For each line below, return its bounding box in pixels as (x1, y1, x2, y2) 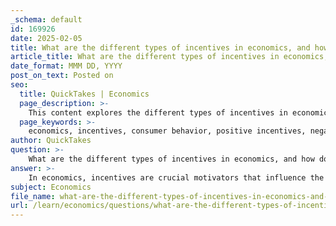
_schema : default (10, 14, 83, 25)
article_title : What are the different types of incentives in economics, (10, 52, 329, 62)
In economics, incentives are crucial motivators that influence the (28, 172, 325, 183)
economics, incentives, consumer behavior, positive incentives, (28, 126, 307, 136)
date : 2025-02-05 (10, 33, 83, 43)
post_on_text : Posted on (10, 71, 114, 81)
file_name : (10, 191, 56, 201)
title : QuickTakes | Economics (19, 89, 150, 99)
